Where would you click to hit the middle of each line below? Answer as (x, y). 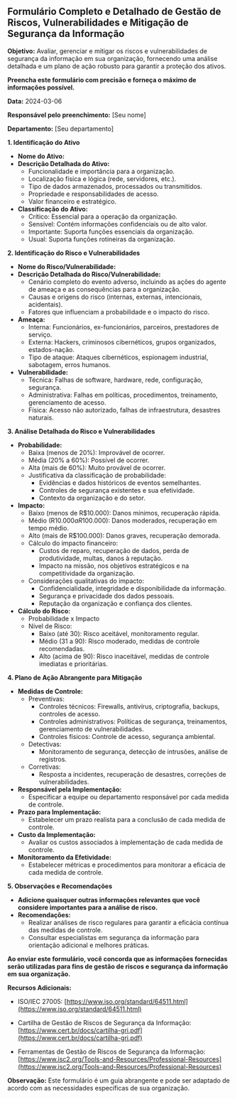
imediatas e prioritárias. (73, 664)
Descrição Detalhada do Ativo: (64, 163)
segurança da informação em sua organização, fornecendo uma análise (112, 58)
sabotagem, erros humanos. (70, 364)
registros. (53, 759)
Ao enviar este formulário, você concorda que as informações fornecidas (117, 958)
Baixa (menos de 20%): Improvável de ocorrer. (97, 452)
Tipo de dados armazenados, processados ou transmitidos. (115, 186)
